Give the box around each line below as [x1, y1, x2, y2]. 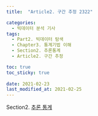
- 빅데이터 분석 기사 [11, 25, 56, 31]
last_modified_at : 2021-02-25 [6, 87, 82, 93]
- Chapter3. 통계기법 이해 [11, 42, 72, 48]
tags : [6, 31, 20, 37]
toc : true [6, 64, 31, 70]
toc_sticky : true [6, 70, 50, 76]
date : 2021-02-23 [6, 81, 50, 87]
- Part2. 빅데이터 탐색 [11, 37, 64, 43]
